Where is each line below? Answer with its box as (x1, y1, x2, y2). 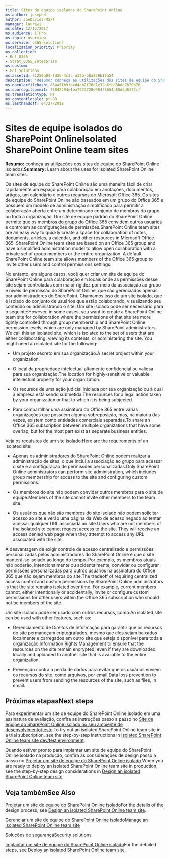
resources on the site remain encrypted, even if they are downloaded (12, 646, 156, 652)
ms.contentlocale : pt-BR (5, 96, 57, 101)
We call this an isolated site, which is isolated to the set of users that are (5, 330, 155, 336)
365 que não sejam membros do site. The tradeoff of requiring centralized (5, 573, 157, 579)
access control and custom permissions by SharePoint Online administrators (5, 579, 163, 585)
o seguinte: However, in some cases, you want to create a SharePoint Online (5, 309, 162, 315)
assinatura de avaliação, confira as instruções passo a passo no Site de (5, 716, 154, 722)
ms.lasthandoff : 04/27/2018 (5, 101, 64, 106)
